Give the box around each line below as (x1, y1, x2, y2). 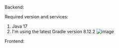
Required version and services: (4, 14, 68, 19)
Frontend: (4, 38, 25, 44)
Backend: (4, 4, 24, 10)
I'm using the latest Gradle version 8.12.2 (11, 29, 96, 34)
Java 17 (11, 23, 28, 29)
